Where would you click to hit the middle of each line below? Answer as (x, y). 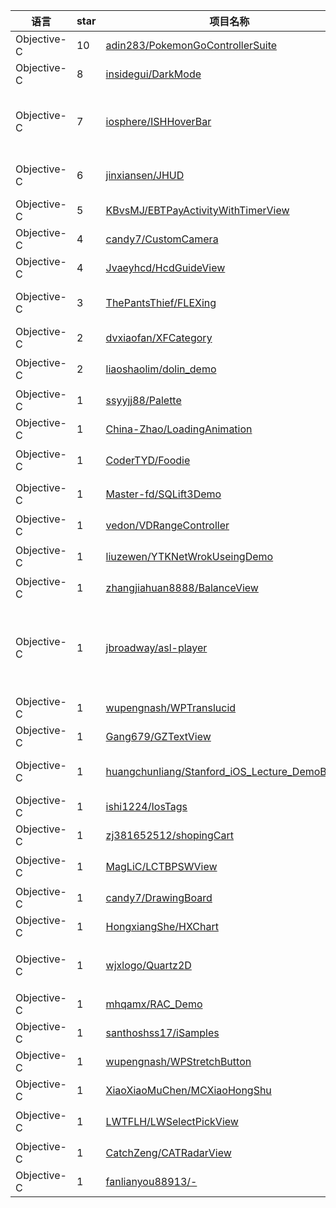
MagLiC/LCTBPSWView (161, 866)
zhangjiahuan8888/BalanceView (182, 587)
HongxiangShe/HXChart (162, 926)
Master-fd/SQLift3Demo (163, 494)
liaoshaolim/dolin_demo (161, 369)
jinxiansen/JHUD (145, 175)
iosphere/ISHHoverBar (158, 121)
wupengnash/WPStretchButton (178, 1061)
